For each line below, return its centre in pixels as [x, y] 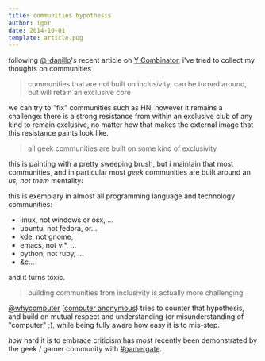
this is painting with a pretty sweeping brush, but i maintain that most [121, 164]
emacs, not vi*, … [48, 245]
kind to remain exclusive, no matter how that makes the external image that [131, 125]
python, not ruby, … [52, 254]
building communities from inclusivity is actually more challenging [135, 293]
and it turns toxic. [37, 278]
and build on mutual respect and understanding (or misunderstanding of [126, 317]
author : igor [30, 23]
